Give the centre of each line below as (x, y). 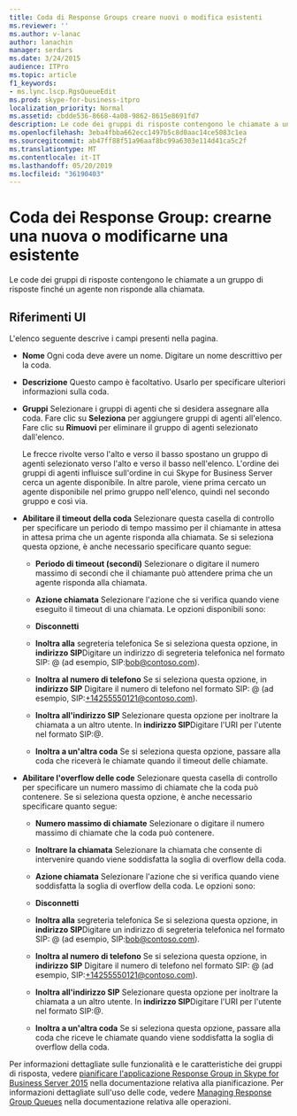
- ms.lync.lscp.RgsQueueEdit (63, 91)
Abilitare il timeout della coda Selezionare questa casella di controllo (148, 518)
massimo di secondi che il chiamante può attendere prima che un (154, 573)
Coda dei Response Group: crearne (141, 217)
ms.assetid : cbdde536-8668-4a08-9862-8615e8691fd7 (104, 116)
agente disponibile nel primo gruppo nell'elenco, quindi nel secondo (145, 492)
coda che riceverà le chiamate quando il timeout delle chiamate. (152, 761)
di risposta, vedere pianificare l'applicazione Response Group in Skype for (145, 1073)
